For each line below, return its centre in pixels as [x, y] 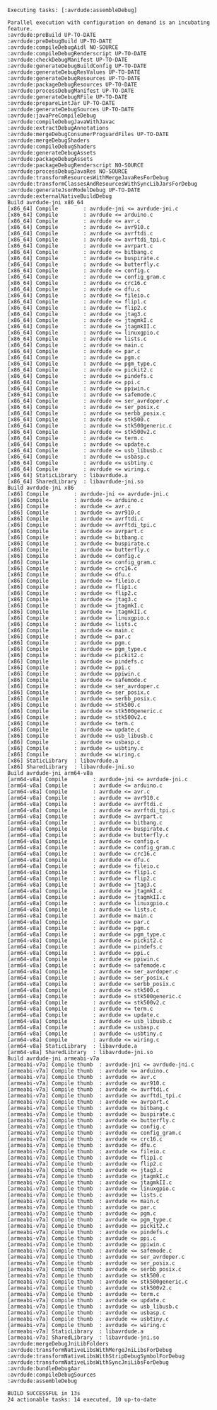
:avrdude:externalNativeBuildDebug [60, 196]
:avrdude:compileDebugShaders [52, 147]
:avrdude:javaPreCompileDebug [52, 116]
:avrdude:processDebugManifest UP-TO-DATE [71, 91]
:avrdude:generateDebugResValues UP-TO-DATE [74, 72]
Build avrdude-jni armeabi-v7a [53, 1058]
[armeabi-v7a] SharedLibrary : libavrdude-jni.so [83, 1338]
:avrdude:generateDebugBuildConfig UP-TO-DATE [77, 66]
